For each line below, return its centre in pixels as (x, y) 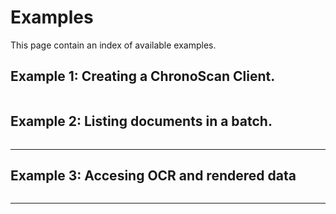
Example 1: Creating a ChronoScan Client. (143, 76)
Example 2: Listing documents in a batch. (141, 121)
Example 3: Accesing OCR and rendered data (153, 175)
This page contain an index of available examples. (113, 45)
